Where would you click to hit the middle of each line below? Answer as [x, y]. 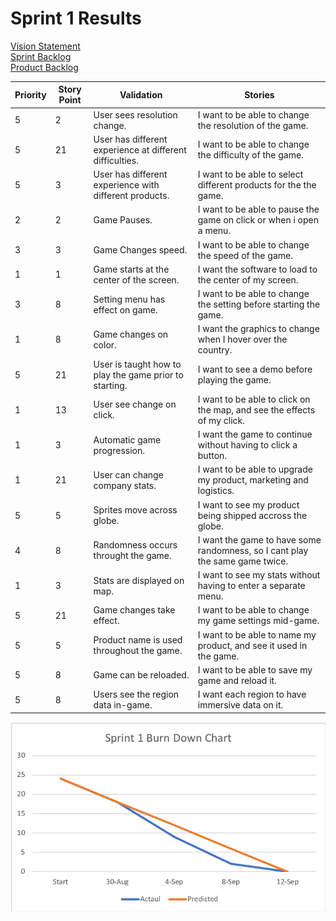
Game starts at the [131, 269]
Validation [141, 94]
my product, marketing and [253, 480]
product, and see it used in [252, 645]
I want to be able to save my [255, 669]
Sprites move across [135, 510]
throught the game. [132, 556]
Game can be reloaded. [141, 675]
